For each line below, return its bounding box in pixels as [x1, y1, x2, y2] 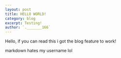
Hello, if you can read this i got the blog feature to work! [5, 38, 117, 44]
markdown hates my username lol [5, 48, 73, 54]
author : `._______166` [5, 25, 51, 30]
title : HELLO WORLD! [5, 12, 47, 16]
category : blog [5, 16, 36, 21]
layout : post [5, 7, 31, 12]
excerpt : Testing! [5, 20, 42, 26]
